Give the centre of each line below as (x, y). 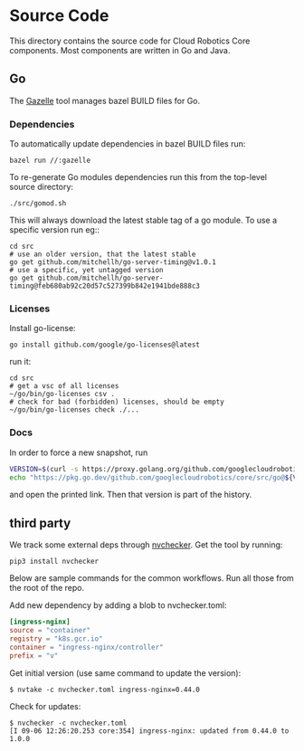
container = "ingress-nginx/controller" (87, 647)
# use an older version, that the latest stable (103, 254)
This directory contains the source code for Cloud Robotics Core (130, 41)
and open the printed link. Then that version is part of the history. (131, 495)
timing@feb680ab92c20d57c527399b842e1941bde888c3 (105, 286)
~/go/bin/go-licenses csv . (62, 395)
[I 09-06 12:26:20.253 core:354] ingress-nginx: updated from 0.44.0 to (149, 731)
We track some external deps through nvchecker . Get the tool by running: (146, 545)
